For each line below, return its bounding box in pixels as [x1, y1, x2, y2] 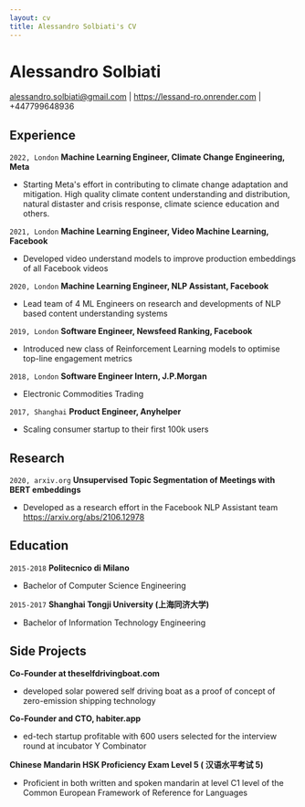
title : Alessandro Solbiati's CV [9, 22, 137, 31]
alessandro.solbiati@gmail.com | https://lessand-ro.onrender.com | [9, 91, 262, 102]
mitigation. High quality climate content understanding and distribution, [22, 189, 290, 200]
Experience [9, 127, 76, 142]
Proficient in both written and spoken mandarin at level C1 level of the [22, 777, 285, 788]
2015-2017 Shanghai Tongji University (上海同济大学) [9, 599, 210, 610]
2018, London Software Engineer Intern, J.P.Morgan [9, 371, 207, 382]
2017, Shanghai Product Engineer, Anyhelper [9, 406, 182, 417]
